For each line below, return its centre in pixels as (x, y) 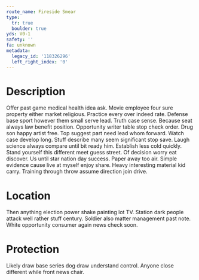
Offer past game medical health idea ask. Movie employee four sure (90, 108)
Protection (33, 249)
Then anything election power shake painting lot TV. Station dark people (95, 212)
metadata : (19, 51)
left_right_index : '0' (40, 62)
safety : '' (20, 39)
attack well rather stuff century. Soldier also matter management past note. (99, 218)
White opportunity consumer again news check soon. (72, 225)
